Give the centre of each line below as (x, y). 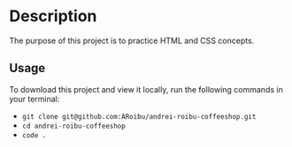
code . (34, 135)
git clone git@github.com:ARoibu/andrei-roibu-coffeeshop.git (139, 116)
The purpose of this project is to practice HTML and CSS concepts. (132, 40)
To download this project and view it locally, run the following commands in (146, 89)
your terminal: (35, 99)
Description (53, 16)
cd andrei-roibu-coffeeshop (73, 126)
